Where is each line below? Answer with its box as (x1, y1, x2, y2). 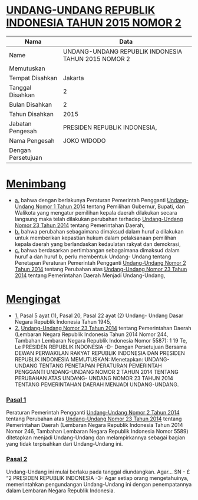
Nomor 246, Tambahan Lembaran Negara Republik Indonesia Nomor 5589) (6, 428, 189, 435)
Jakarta (62, 74, 84, 82)
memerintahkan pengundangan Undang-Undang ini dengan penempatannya (6, 481, 192, 488)
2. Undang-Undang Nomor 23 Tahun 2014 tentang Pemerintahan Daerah (14, 324, 192, 331)
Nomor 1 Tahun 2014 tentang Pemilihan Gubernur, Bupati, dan (35, 203, 186, 210)
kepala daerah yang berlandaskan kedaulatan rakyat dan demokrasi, (14, 240, 181, 248)
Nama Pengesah (9, 136, 55, 144)
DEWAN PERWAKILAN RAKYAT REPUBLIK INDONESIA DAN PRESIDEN (14, 349, 186, 357)
